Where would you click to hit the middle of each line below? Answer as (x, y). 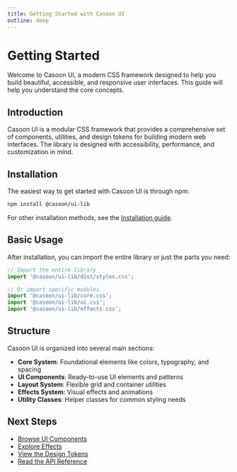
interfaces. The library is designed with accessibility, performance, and (111, 144)
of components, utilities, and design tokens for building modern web (107, 137)
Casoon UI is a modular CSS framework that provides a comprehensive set (116, 129)
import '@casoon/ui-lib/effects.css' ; (64, 309)
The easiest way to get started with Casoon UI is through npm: (98, 191)
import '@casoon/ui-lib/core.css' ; (60, 296)
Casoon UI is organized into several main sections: (81, 348)
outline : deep (28, 21)
